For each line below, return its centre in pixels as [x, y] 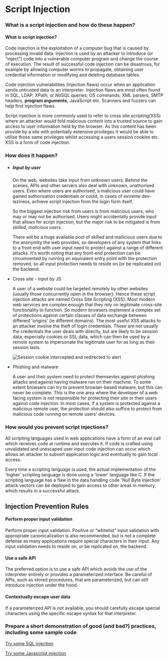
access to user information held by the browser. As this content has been [81, 126]
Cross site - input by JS [37, 279]
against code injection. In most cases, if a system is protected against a [86, 403]
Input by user [27, 168]
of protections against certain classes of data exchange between [79, 315]
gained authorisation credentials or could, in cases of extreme [76, 196]
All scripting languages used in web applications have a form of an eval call [83, 438]
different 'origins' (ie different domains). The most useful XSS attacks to [87, 321]
